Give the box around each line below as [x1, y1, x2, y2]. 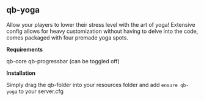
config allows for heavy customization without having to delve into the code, [6, 27, 199, 35]
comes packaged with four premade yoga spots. [6, 33, 128, 41]
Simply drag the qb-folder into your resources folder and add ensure [6, 81, 178, 88]
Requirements [6, 46, 43, 53]
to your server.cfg [18, 88, 64, 95]
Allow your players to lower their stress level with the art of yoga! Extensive [6, 21, 195, 28]
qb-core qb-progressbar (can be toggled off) [6, 57, 120, 64]
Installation [6, 69, 35, 77]
